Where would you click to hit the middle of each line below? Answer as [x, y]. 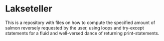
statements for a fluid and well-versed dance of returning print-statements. [82, 33]
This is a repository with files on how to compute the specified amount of [80, 22]
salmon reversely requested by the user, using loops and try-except [75, 27]
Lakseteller [29, 9]
